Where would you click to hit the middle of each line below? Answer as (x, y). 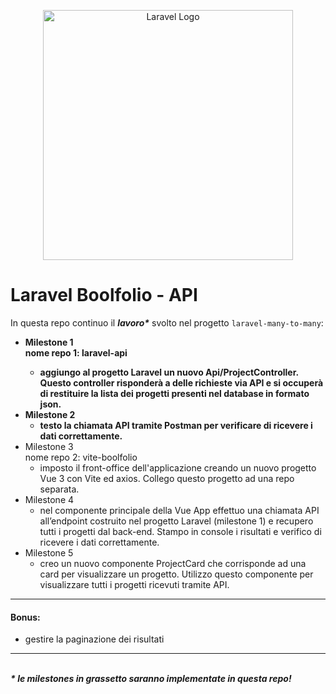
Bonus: (25, 617)
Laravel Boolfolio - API (104, 295)
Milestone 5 (49, 552)
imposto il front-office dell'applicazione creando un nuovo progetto (178, 467)
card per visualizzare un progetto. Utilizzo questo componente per (176, 574)
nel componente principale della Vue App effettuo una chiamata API (179, 510)
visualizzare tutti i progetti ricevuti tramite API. (134, 584)
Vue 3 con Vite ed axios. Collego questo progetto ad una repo (167, 478)
